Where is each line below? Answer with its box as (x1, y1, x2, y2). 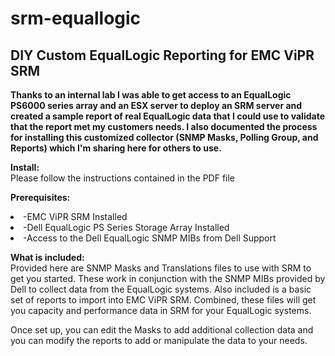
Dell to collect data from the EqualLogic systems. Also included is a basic (10, 283, 312, 295)
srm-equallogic (10, 7, 142, 30)
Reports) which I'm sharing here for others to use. (10, 142, 222, 154)
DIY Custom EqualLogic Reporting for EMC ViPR (10, 47, 315, 64)
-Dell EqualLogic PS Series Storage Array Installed (23, 222, 230, 233)
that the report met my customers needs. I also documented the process (10, 121, 318, 132)
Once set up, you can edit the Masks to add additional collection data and (10, 324, 314, 336)
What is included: (10, 252, 85, 263)
